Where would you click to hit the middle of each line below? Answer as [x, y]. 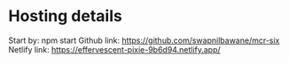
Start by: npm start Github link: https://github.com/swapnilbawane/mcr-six [144, 40]
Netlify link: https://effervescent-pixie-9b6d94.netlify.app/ [114, 49]
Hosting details [66, 16]
